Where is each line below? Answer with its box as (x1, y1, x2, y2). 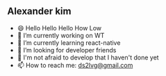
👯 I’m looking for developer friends (17, 46, 117, 54)
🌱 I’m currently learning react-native (17, 38, 121, 47)
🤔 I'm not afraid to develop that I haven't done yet (17, 53, 159, 61)
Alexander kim (7, 6, 72, 17)
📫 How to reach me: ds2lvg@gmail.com (17, 61, 133, 69)
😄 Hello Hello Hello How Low (17, 23, 102, 32)
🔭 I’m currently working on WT (17, 31, 105, 39)
